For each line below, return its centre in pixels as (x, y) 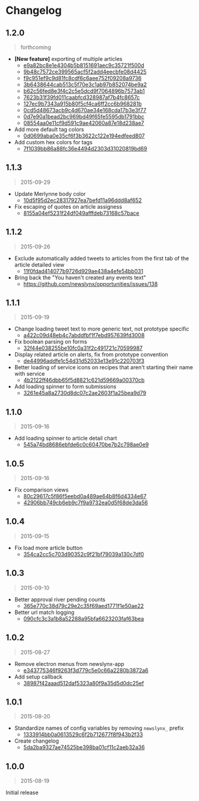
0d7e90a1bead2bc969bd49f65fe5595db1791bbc (84, 116)
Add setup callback (38, 677)
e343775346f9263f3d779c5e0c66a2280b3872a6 (86, 670)
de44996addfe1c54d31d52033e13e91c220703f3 (84, 361)
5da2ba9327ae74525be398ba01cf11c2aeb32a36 (84, 747)
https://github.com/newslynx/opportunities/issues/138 (90, 283)
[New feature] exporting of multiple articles (68, 59)
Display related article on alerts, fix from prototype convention (91, 355)
